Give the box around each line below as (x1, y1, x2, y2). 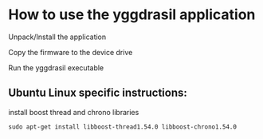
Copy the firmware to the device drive (8, 47, 133, 57)
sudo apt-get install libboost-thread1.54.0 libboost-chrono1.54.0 (8, 122, 237, 131)
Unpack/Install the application (8, 32, 107, 42)
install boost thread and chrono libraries (8, 107, 139, 117)
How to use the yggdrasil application (8, 6, 256, 24)
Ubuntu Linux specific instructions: (8, 86, 187, 100)
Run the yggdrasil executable (8, 62, 104, 73)
